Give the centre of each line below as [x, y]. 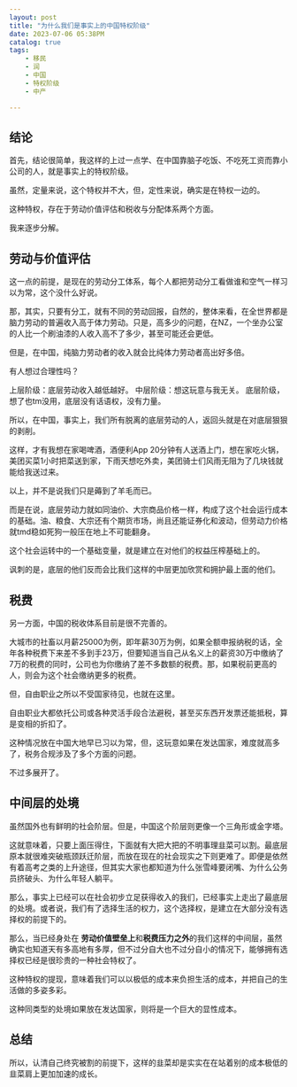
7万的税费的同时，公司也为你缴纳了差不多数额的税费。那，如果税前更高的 [143, 664]
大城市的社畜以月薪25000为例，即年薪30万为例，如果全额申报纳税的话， [142, 641]
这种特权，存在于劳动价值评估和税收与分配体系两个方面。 [114, 209]
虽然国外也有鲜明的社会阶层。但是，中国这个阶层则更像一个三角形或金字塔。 [148, 826]
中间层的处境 [44, 803]
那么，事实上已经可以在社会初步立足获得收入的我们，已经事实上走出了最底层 [148, 897]
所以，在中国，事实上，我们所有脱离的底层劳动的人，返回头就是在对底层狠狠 [148, 420]
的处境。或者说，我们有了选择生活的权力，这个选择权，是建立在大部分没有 [145, 908]
